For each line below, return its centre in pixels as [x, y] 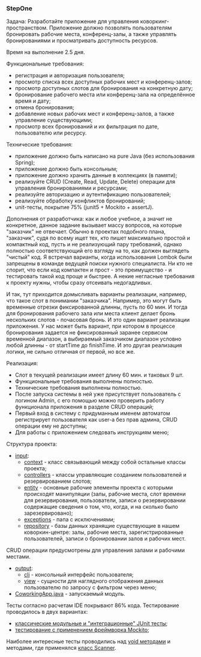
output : [24, 568]
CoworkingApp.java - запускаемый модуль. [70, 594]
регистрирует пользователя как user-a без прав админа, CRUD [96, 420]
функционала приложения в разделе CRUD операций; [84, 407]
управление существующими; [54, 120]
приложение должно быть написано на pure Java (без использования [105, 156]
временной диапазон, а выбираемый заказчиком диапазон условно [94, 339]
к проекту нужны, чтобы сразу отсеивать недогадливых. [79, 283]
